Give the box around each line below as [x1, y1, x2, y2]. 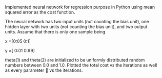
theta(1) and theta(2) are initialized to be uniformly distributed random [5, 57, 145, 62]
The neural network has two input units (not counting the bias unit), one [5, 19, 149, 24]
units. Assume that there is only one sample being [5, 29, 106, 34]
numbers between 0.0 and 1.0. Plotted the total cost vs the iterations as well [5, 62, 157, 68]
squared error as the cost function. [5, 9, 75, 15]
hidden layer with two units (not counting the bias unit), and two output [5, 24, 148, 30]
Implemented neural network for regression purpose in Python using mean [5, 4, 155, 10]
